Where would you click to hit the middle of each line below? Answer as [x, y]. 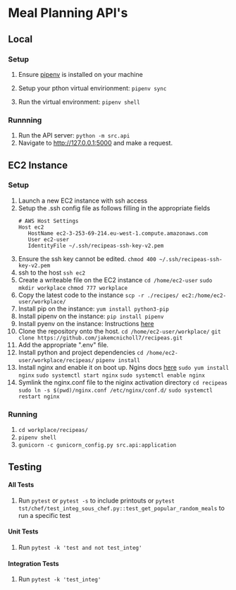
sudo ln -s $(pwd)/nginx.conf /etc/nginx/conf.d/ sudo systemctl [116, 390]
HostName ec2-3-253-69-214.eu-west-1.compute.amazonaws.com [118, 233]
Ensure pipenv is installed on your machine [80, 74]
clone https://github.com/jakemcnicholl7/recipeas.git [100, 338]
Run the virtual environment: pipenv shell [79, 102]
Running [23, 414]
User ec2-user [49, 239]
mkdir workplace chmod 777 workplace [73, 288]
